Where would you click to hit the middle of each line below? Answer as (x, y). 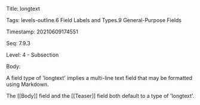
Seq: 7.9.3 (19, 43)
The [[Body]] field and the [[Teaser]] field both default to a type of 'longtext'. (100, 96)
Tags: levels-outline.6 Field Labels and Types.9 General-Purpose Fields (94, 20)
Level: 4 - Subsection (33, 55)
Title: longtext (23, 9)
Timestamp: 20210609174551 (42, 32)
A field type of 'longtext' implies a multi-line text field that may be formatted (99, 78)
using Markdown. (27, 84)
